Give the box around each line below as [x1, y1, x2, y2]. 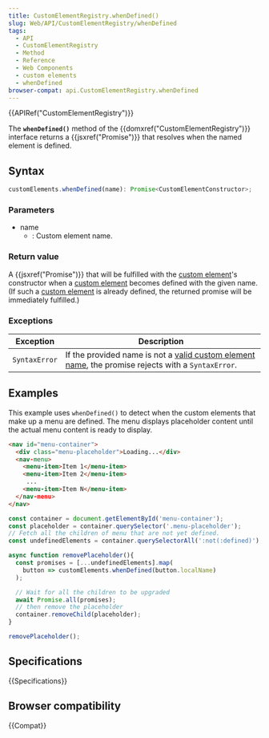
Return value [8, 251, 59, 262]
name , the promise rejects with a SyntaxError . [65, 359, 238, 370]
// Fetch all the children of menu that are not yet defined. [8, 529, 220, 537]
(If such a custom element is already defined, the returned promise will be [8, 286, 252, 296]
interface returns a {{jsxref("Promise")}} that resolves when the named [8, 132, 243, 142]
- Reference [15, 57, 56, 65]
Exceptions [8, 314, 54, 326]
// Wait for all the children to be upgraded [15, 588, 171, 596]
